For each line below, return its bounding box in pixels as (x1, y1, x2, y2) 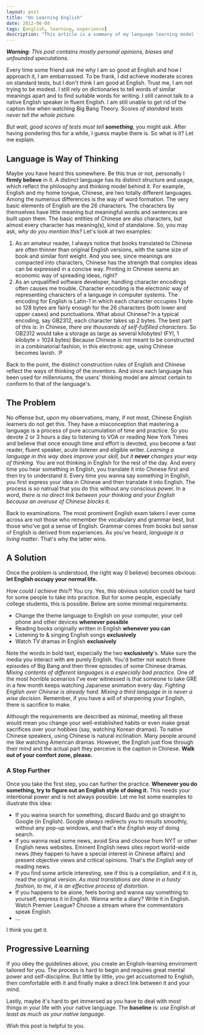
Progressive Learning (6, 944, 89, 954)
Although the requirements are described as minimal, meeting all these (6, 712, 183, 720)
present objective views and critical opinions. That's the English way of (15, 856, 193, 863)
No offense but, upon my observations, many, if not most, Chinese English (6, 414, 192, 421)
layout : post (6, 8, 39, 15)
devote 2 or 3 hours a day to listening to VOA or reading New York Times (6, 433, 188, 440)
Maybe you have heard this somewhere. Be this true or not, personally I (6, 169, 185, 177)
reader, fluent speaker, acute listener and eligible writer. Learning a (6, 446, 174, 453)
